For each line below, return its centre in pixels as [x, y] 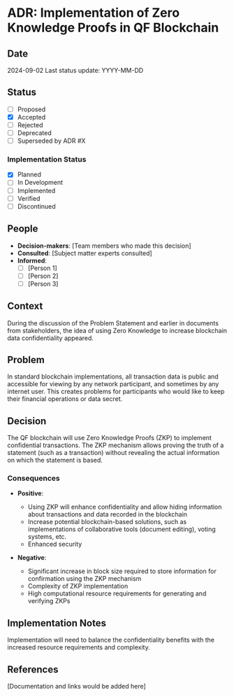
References [33, 669]
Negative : [32, 558]
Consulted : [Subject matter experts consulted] [85, 253]
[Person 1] [42, 268]
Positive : [30, 493]
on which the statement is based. [55, 460]
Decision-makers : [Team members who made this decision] [104, 246]
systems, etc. [47, 537]
